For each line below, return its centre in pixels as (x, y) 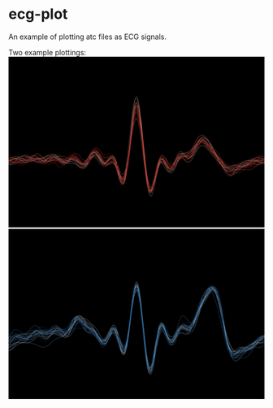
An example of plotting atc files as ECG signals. (87, 37)
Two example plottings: (48, 52)
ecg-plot (38, 14)
